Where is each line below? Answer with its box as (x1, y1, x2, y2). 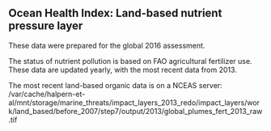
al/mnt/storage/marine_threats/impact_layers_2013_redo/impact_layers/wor (8, 97, 260, 108)
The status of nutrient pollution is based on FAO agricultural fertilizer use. (8, 56, 252, 65)
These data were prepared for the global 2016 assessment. (8, 40, 205, 50)
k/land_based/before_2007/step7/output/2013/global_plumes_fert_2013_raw (8, 106, 263, 116)
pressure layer (8, 19, 83, 33)
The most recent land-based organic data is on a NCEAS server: (8, 80, 222, 90)
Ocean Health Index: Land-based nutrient (8, 6, 222, 20)
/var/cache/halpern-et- (8, 89, 86, 99)
